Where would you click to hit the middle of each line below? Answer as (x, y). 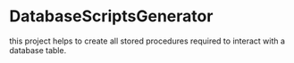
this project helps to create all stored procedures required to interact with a (147, 41)
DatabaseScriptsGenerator (111, 16)
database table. (38, 50)
